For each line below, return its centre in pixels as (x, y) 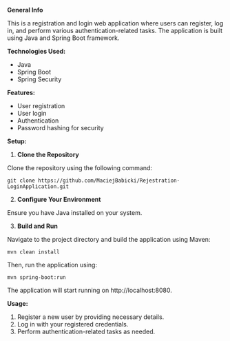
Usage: (18, 303)
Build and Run (38, 226)
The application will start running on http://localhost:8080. (90, 290)
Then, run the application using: (52, 265)
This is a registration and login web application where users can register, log (115, 23)
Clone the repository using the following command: (80, 168)
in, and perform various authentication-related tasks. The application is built (115, 31)
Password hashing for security (61, 128)
